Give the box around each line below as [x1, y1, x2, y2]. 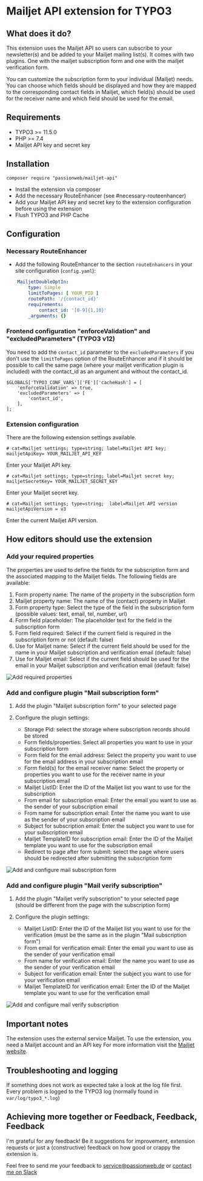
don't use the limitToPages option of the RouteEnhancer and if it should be [6, 354, 193, 362]
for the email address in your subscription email [24, 758, 144, 765]
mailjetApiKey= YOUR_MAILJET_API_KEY [6, 451, 102, 457]
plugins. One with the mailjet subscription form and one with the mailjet [6, 58, 184, 64]
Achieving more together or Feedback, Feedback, [6, 1112, 198, 1122]
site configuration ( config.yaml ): [15, 267, 96, 274]
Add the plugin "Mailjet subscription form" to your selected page [15, 702, 177, 710]
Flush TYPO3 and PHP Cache [15, 211, 89, 219]
